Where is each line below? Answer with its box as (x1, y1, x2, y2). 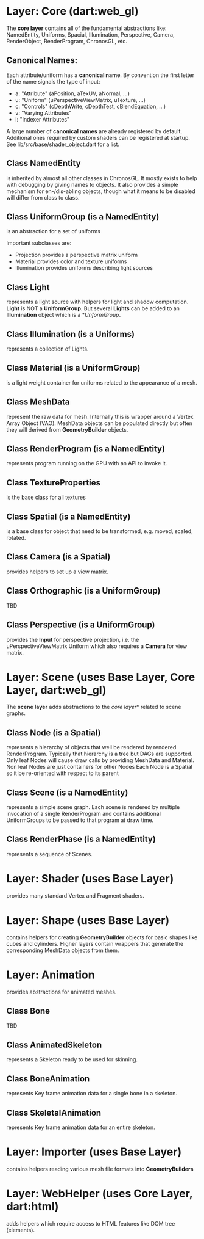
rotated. (6, 534, 26, 542)
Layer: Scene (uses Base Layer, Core (6, 670, 195, 684)
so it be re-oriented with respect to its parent (6, 769, 119, 777)
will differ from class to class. (6, 194, 80, 201)
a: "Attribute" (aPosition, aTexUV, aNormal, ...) (15, 90, 130, 97)
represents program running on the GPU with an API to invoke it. (6, 460, 167, 467)
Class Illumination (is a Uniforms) (6, 329, 135, 340)
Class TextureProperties (6, 478, 101, 488)
